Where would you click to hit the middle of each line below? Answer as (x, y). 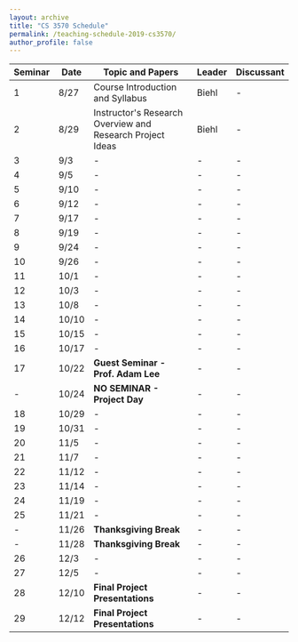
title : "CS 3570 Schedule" (59, 26)
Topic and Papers (141, 72)
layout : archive (39, 17)
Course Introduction (135, 87)
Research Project (129, 135)
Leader (212, 72)
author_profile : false (51, 42)
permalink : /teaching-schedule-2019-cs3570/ (93, 34)
